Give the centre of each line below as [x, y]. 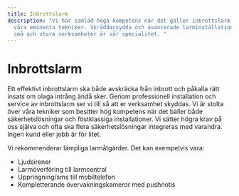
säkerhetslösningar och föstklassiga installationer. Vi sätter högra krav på [115, 119]
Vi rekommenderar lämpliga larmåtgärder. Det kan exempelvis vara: [106, 148]
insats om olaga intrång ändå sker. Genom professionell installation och [112, 96]
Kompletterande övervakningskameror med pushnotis [96, 185]
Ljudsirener [34, 162]
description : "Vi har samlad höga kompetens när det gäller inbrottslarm [119, 21]
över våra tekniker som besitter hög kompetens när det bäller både [105, 112]
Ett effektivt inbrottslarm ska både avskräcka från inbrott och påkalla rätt [113, 89]
